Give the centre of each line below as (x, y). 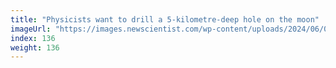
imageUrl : (31, 29)
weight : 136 (35, 47)
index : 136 (33, 38)
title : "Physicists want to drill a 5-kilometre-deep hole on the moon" (165, 19)
